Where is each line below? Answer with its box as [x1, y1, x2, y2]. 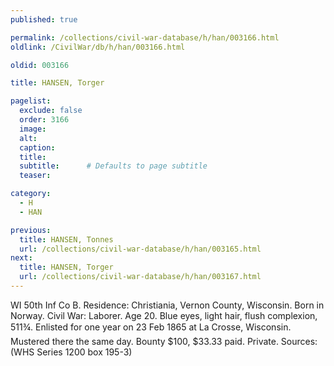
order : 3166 [19, 115, 70, 125]
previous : [10, 225, 52, 235]
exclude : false [19, 106, 83, 116]
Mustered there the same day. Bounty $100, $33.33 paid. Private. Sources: [10, 335, 318, 347]
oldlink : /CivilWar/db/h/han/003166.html [10, 42, 186, 52]
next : [10, 253, 33, 263]
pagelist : [10, 96, 52, 106]
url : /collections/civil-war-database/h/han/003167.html [19, 272, 262, 282]
